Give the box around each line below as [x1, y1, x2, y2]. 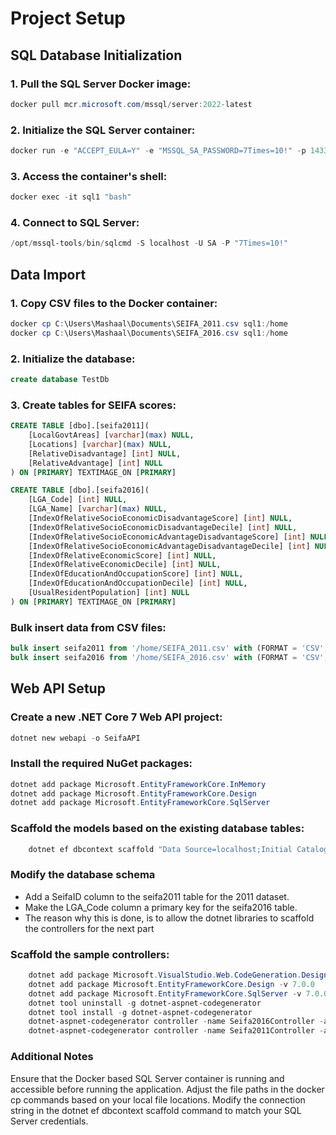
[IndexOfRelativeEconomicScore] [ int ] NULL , [28, 550, 217, 561]
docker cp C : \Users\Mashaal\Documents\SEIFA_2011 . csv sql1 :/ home [10, 318, 288, 329]
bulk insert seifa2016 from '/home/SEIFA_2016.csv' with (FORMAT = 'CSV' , [10, 652, 329, 662]
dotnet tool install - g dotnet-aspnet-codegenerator [28, 1007, 253, 1017]
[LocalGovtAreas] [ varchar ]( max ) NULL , [28, 430, 195, 441]
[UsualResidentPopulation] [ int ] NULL [28, 588, 190, 598]
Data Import [10, 266, 87, 283]
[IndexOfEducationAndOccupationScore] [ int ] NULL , [28, 569, 244, 579]
